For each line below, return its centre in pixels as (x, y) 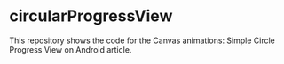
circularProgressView (91, 16)
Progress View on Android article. (71, 49)
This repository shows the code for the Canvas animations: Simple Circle (142, 40)
